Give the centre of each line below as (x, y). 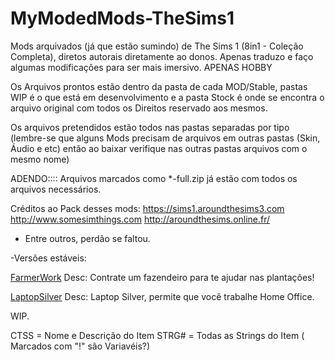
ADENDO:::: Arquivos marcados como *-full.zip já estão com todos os (154, 178)
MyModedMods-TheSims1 (122, 18)
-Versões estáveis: (48, 258)
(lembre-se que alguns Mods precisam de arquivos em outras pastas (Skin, (165, 138)
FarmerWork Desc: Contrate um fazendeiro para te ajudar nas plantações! (162, 277)
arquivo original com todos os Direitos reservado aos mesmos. (139, 108)
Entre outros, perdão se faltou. (87, 238)
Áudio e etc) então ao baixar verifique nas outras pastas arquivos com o (159, 148)
